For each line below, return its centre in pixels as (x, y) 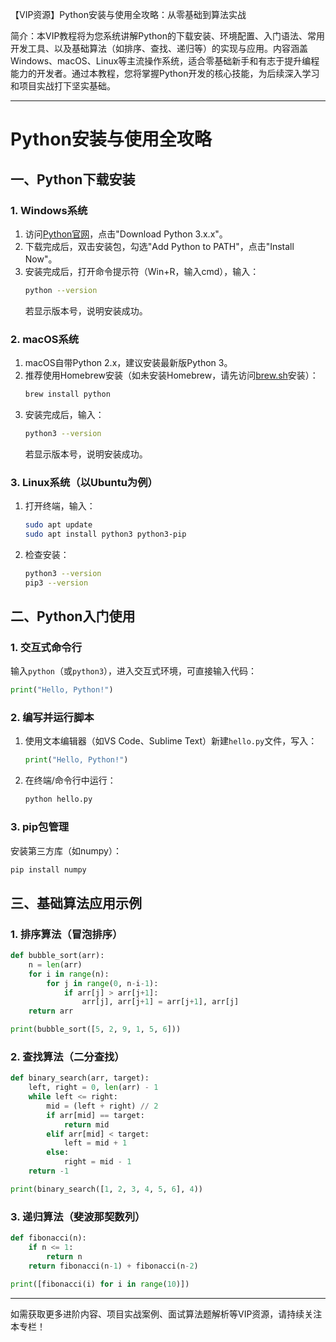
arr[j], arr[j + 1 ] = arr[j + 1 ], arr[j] (160, 1002)
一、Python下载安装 (73, 179)
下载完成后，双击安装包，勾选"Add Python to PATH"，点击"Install (159, 246)
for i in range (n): (69, 974)
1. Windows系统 (49, 210)
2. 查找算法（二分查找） (67, 1056)
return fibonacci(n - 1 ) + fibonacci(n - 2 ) (113, 1266)
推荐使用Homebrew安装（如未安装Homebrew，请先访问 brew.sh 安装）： (171, 375)
